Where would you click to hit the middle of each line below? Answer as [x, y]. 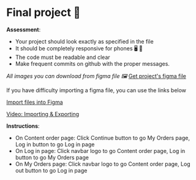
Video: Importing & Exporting [43, 114]
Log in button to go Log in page [55, 144]
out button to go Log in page [51, 170]
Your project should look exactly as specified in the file [85, 41]
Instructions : [23, 126]
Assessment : [24, 29]
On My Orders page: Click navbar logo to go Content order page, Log [103, 164]
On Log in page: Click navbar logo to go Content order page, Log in [100, 151]
